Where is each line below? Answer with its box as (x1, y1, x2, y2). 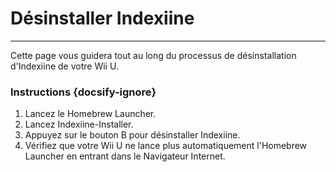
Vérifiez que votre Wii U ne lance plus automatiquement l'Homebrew (24, 140, 308, 152)
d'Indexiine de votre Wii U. (10, 60, 119, 72)
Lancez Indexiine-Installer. (24, 118, 134, 131)
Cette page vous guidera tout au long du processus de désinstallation (10, 49, 297, 61)
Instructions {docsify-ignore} (10, 85, 157, 99)
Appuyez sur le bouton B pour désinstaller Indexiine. (24, 129, 241, 141)
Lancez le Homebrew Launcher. (24, 108, 157, 120)
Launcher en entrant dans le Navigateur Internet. (24, 150, 226, 162)
